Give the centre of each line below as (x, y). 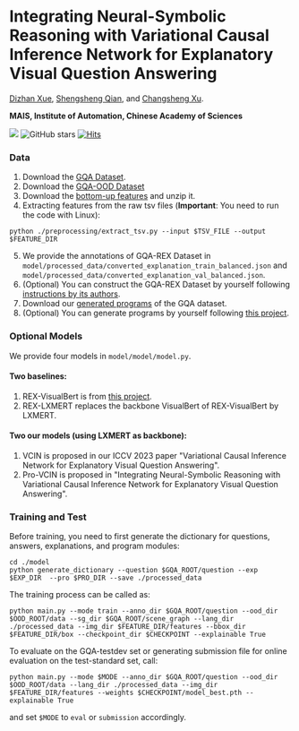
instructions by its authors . (71, 294)
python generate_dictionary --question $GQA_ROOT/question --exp (133, 571)
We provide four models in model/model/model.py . (100, 356)
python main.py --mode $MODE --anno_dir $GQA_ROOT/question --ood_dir (144, 677)
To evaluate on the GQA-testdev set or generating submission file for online (149, 651)
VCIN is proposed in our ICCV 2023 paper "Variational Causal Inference (154, 455)
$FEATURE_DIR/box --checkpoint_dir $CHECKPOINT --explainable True (138, 635)
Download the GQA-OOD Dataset (83, 186)
